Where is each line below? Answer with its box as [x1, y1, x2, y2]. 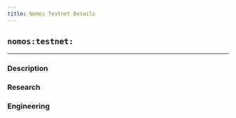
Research [7, 82, 41, 92]
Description [7, 64, 48, 74]
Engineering [7, 101, 51, 111]
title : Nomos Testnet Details [7, 10, 96, 18]
